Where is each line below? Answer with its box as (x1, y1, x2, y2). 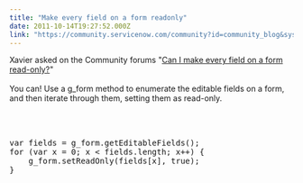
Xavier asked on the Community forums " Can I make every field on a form (9, 55, 283, 66)
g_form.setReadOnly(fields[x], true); (28, 156, 200, 167)
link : (9, 30, 30, 39)
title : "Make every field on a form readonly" (9, 13, 188, 23)
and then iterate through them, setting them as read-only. (9, 93, 223, 104)
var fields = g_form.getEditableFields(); (9, 138, 200, 149)
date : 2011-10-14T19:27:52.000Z (9, 22, 131, 31)
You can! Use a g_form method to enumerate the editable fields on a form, (9, 83, 285, 95)
